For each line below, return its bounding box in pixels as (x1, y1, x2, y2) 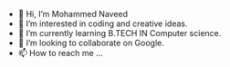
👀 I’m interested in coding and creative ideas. (17, 18, 189, 29)
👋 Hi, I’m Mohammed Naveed (17, 9, 129, 19)
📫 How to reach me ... (17, 48, 103, 58)
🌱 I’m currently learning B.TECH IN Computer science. (17, 28, 222, 38)
